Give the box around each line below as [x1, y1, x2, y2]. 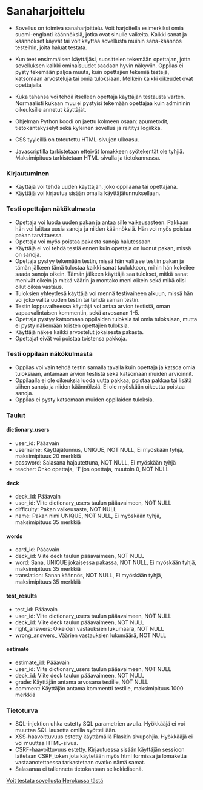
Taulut [6, 411, 26, 420]
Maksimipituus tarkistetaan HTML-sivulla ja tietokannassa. [15, 154, 161, 162]
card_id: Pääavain [15, 546, 59, 553]
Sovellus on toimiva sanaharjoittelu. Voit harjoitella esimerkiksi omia [15, 24, 184, 32]
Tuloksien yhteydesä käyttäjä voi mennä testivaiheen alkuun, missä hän [15, 290, 193, 297]
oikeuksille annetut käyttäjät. [15, 106, 87, 113]
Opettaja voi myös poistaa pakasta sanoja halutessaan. [15, 238, 153, 245]
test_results [6, 592, 38, 599]
